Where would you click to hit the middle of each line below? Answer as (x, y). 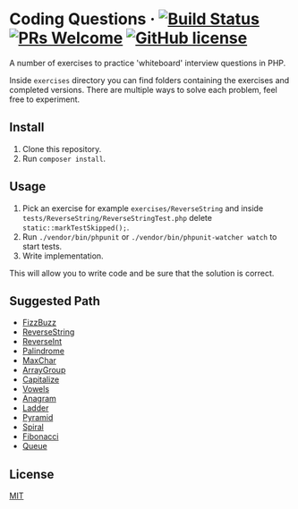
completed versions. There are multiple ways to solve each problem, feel (143, 89)
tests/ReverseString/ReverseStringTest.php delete (117, 217)
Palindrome (43, 351)
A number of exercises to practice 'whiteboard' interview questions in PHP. (148, 63)
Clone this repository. (62, 148)
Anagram (39, 399)
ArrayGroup (44, 370)
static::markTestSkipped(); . (76, 227)
